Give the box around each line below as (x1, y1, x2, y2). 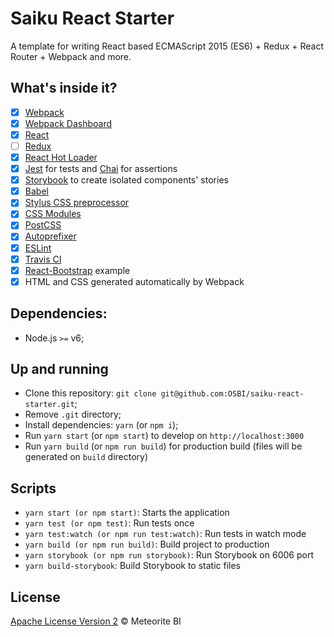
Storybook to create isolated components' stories (24, 174, 229, 186)
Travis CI (24, 253, 62, 265)
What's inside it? (10, 80, 118, 97)
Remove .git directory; (24, 408, 122, 421)
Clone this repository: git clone (24, 387, 157, 399)
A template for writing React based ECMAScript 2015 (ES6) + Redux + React (10, 40, 325, 52)
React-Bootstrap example (24, 264, 131, 276)
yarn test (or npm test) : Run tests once (24, 517, 195, 529)
